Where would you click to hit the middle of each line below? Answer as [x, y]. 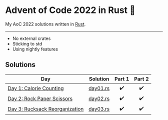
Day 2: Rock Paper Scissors [40, 98]
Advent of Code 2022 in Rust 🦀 [70, 10]
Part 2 [141, 78]
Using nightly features [35, 49]
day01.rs [99, 88]
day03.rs [99, 109]
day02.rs [99, 98]
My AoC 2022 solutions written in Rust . [45, 24]
